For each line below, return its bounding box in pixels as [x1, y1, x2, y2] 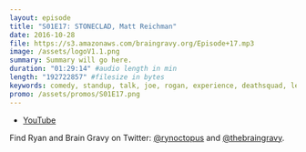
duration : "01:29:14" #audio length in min [9, 65, 178, 74]
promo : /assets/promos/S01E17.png [9, 89, 141, 98]
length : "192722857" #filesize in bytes [9, 73, 166, 82]
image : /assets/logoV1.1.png [9, 47, 120, 56]
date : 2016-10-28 [9, 30, 76, 39]
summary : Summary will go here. [9, 56, 132, 65]
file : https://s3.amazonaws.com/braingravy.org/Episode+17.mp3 [9, 38, 255, 48]
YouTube [22, 115, 56, 126]
